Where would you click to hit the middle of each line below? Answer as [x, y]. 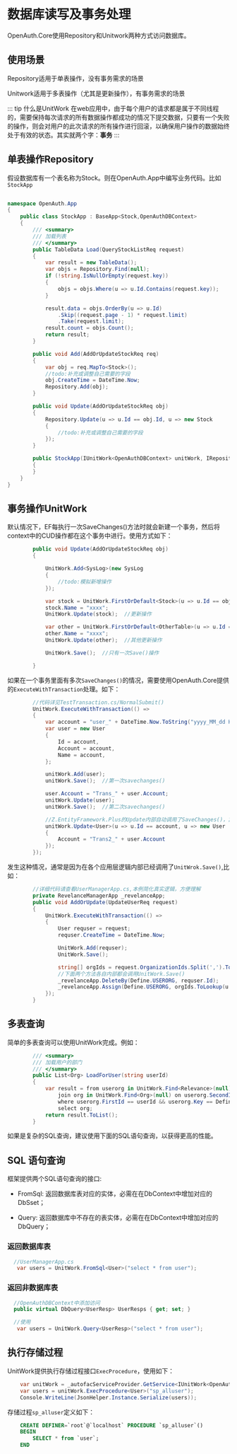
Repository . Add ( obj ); [77, 387]
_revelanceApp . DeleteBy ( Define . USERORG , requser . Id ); [138, 981]
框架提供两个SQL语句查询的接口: [55, 1179]
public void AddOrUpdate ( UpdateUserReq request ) [105, 902]
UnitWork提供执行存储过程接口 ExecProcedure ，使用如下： [91, 1371]
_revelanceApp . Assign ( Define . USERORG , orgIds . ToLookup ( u [143, 987]
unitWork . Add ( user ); [75, 774]
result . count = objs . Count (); [89, 328]
